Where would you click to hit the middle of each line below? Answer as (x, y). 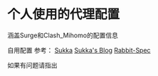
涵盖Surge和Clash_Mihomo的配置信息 (63, 35)
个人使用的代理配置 (64, 14)
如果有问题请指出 (32, 65)
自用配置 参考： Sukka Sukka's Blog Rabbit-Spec (79, 50)
